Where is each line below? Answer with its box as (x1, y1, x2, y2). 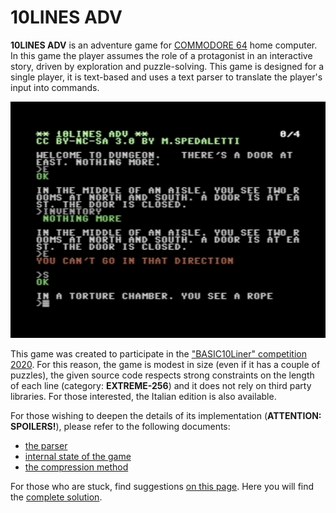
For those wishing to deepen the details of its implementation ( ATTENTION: (10, 409, 322, 421)
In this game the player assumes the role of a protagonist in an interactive (10, 49, 313, 61)
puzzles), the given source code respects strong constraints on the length (10, 369, 315, 381)
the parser (24, 439, 68, 451)
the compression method (24, 461, 129, 473)
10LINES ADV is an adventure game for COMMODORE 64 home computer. (10, 39, 318, 51)
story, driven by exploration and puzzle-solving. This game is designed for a (10, 60, 325, 72)
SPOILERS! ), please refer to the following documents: (10, 420, 231, 432)
